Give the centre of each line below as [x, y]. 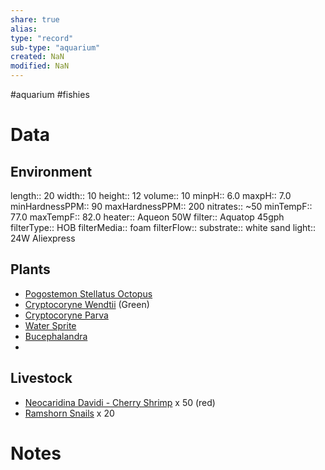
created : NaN [37, 57]
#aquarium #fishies [50, 94]
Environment [51, 171]
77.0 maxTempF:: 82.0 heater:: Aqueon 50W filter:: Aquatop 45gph [147, 217]
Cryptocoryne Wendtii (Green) [87, 304]
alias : [24, 29]
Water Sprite [50, 325]
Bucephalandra [56, 336]
